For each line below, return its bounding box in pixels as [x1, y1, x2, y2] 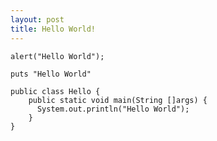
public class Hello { [10, 86, 101, 96]
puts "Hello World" [10, 69, 92, 79]
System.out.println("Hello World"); [36, 104, 190, 114]
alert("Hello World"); [10, 51, 105, 61]
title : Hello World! [10, 24, 97, 34]
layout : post [10, 14, 65, 25]
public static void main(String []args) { [28, 95, 208, 105]
